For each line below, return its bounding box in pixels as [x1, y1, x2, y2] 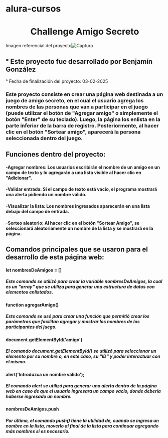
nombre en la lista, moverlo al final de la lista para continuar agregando [6, 423, 159, 429]
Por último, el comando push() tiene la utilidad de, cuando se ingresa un [6, 417, 159, 424]
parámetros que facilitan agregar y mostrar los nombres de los [6, 319, 140, 325]
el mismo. [6, 359, 27, 365]
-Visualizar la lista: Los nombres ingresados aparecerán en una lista [6, 203, 150, 209]
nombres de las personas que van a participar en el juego [6, 103, 148, 110]
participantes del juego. [6, 324, 57, 330]
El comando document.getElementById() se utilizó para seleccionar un [6, 348, 157, 354]
